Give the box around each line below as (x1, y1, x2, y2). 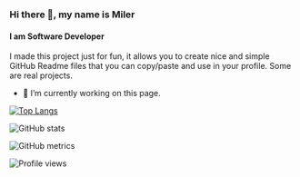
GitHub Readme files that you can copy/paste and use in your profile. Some (9, 61, 292, 72)
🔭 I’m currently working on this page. (22, 88, 161, 99)
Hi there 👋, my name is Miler (9, 8, 135, 21)
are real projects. (9, 70, 73, 81)
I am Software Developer (9, 31, 105, 42)
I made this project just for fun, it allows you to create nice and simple (9, 51, 270, 62)
